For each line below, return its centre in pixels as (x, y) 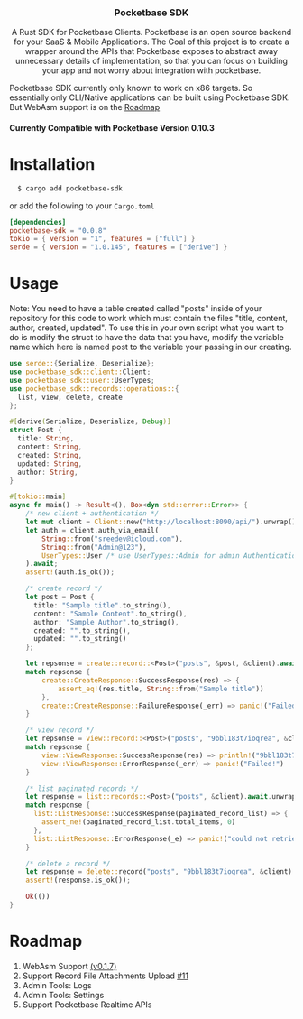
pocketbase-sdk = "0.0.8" (58, 231)
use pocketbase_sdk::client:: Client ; (80, 372)
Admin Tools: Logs (57, 985)
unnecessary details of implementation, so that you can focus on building (151, 61)
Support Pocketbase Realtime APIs (87, 1005)
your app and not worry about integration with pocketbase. (151, 70)
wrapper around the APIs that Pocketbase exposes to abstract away (151, 51)
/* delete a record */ (68, 864)
